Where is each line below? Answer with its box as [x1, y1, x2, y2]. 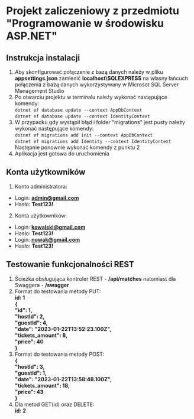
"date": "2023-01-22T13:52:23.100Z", [14, 325, 112, 332]
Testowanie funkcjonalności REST [6, 259, 134, 269]
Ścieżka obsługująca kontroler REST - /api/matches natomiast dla [14, 275, 176, 282]
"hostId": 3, [14, 363, 45, 370]
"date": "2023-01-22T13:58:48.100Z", [14, 375, 112, 382]
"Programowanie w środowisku [6, 17, 164, 30]
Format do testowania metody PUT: [14, 288, 101, 295]
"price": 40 [14, 338, 44, 345]
